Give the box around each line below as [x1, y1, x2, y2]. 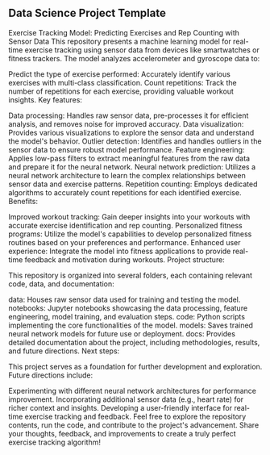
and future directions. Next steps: [8, 346, 120, 356]
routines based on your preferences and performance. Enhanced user [8, 237, 241, 247]
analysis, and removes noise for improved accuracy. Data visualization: [8, 119, 244, 128]
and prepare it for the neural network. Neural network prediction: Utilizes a [8, 161, 256, 172]
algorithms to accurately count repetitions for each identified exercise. [8, 187, 242, 197]
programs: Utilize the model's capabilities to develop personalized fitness [8, 229, 252, 239]
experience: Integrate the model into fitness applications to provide [8, 246, 231, 256]
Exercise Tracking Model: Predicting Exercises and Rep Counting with [8, 27, 240, 37]
